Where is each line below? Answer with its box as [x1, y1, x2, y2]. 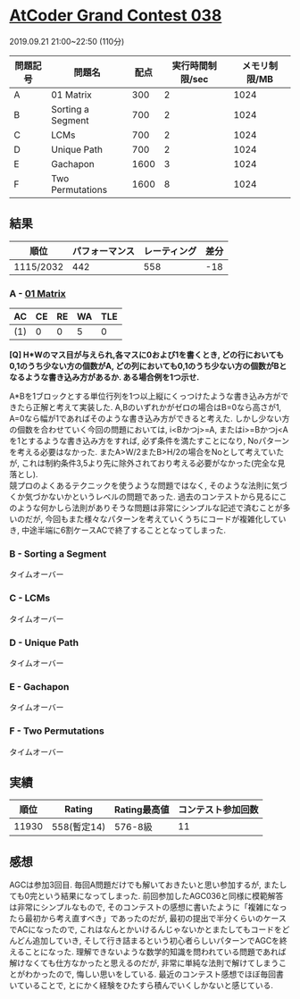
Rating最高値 [114, 803, 170, 816]
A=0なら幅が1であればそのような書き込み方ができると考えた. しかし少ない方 [9, 413, 290, 424]
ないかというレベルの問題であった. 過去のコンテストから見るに [47, 491, 279, 502]
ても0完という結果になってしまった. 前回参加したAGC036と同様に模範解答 [9, 891, 284, 902]
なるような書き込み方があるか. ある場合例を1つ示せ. [9, 372, 200, 382]
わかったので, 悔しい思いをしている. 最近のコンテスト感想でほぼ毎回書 [24, 969, 284, 979]
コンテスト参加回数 [178, 803, 259, 816]
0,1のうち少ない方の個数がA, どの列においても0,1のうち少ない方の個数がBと [9, 361, 287, 372]
